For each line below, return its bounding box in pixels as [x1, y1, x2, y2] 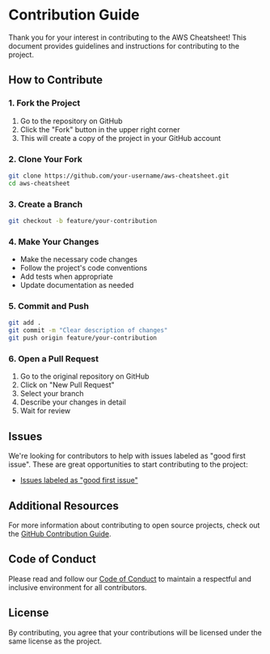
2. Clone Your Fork [8, 153, 83, 165]
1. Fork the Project [8, 97, 81, 109]
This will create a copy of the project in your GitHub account [19, 133, 221, 143]
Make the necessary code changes [19, 254, 137, 264]
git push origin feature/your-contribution [8, 334, 158, 342]
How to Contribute [8, 73, 103, 87]
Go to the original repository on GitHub [19, 371, 150, 382]
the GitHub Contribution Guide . [8, 528, 112, 538]
